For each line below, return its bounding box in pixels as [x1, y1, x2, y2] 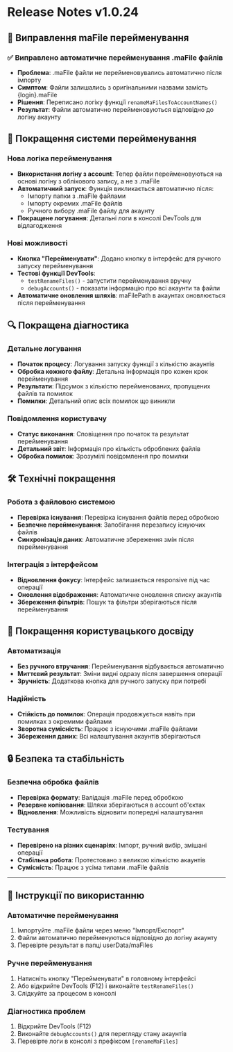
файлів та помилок [17, 389, 74, 397]
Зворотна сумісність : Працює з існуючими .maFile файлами [17, 724, 198, 733]
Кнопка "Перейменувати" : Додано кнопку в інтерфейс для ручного [17, 254, 221, 263]
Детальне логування [7, 344, 82, 354]
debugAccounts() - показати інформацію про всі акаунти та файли [27, 283, 221, 292]
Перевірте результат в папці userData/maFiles [17, 941, 153, 949]
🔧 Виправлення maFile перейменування [7, 32, 189, 44]
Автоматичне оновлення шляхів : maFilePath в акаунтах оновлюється [17, 291, 226, 299]
